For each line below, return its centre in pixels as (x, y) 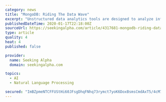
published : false (23, 47)
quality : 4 (16, 38)
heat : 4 (13, 42)
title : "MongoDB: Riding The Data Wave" (47, 14)
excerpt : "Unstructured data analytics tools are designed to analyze (79, 19)
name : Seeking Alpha (31, 60)
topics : (13, 74)
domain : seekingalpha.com (36, 65)
